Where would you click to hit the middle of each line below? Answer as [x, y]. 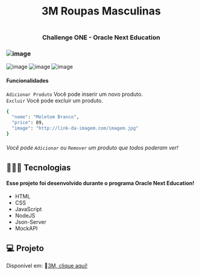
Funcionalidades [28, 81]
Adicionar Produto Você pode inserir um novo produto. [75, 94]
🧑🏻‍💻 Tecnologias [39, 168]
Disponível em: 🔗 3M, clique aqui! [47, 266]
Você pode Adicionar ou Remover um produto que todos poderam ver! [92, 147]
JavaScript [28, 209]
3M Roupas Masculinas [101, 11]
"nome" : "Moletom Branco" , [45, 117]
